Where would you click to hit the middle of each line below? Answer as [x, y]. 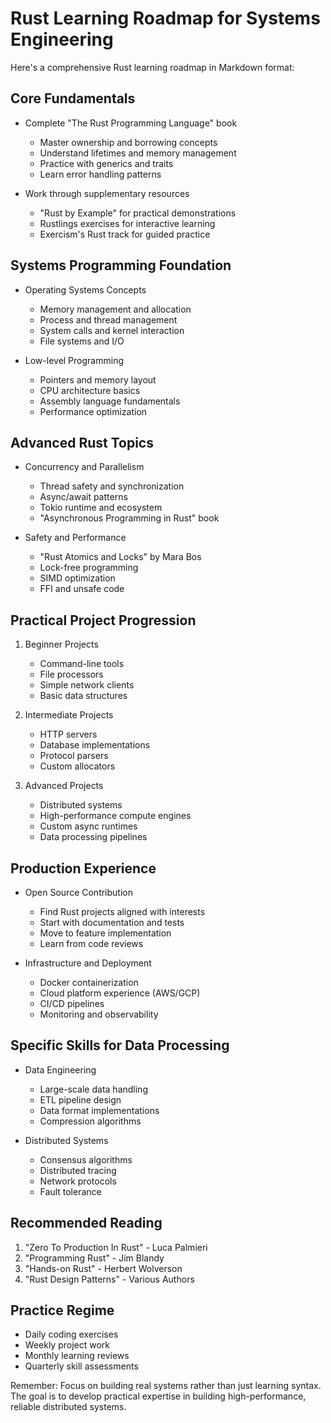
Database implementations [95, 745]
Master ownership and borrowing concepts [128, 142]
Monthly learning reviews [77, 1356]
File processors [71, 674]
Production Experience [83, 868]
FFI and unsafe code [82, 589]
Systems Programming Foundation [121, 265]
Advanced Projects [64, 786]
